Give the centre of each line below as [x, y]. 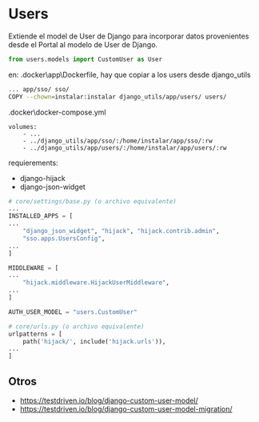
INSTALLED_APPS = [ [41, 216]
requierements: [33, 163]
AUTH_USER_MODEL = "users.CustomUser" [73, 312]
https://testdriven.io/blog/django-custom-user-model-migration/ [126, 409]
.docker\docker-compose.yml [57, 112]
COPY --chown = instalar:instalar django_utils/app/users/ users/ [118, 97]
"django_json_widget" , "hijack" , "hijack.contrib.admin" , [121, 231]
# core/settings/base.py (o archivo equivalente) [93, 201]
